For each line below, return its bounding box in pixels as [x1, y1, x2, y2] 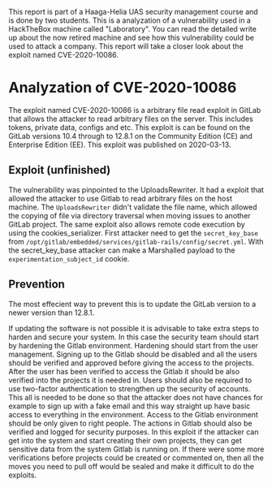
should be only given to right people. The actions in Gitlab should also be [8, 418, 253, 428]
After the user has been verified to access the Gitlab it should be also [8, 366, 240, 376]
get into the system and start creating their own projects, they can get [8, 435, 242, 445]
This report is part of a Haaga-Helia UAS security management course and [8, 7, 258, 16]
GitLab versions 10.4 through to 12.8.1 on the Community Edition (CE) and [8, 131, 253, 140]
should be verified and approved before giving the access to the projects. [8, 357, 254, 368]
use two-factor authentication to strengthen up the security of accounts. [8, 383, 251, 393]
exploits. [8, 470, 37, 480]
